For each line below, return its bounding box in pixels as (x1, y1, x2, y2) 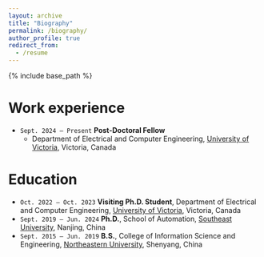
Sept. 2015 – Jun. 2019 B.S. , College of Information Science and (19, 231, 236, 240)
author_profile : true (8, 34, 81, 42)
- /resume (15, 49, 48, 57)
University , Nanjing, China (19, 222, 106, 232)
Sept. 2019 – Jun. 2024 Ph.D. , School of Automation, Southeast (19, 214, 232, 223)
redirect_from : (8, 42, 59, 50)
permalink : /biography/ (8, 26, 88, 34)
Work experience (8, 99, 126, 117)
